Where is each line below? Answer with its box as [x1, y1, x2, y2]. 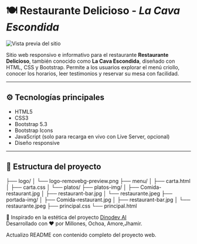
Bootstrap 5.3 [14, 120, 48, 127]
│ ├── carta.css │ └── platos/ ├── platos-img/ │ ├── [6, 184, 140, 191]
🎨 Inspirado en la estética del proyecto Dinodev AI [6, 213, 127, 221]
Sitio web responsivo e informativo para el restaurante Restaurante [6, 51, 169, 58]
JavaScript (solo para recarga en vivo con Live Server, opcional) [14, 133, 170, 140]
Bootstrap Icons [14, 127, 53, 134]
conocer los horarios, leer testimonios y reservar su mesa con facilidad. [6, 70, 179, 77]
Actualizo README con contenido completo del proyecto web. [6, 231, 157, 238]
